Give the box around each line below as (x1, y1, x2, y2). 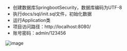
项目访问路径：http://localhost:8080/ (12, 23, 91, 30)
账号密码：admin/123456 (12, 30, 66, 36)
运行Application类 (12, 17, 51, 23)
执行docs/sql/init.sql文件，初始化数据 (12, 11, 92, 17)
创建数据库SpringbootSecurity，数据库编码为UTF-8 (12, 5, 122, 10)
